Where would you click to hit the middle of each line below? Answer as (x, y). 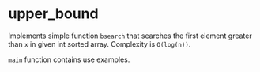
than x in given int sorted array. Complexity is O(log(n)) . (100, 44)
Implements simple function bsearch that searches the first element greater (130, 36)
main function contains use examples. (69, 59)
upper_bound (53, 14)
